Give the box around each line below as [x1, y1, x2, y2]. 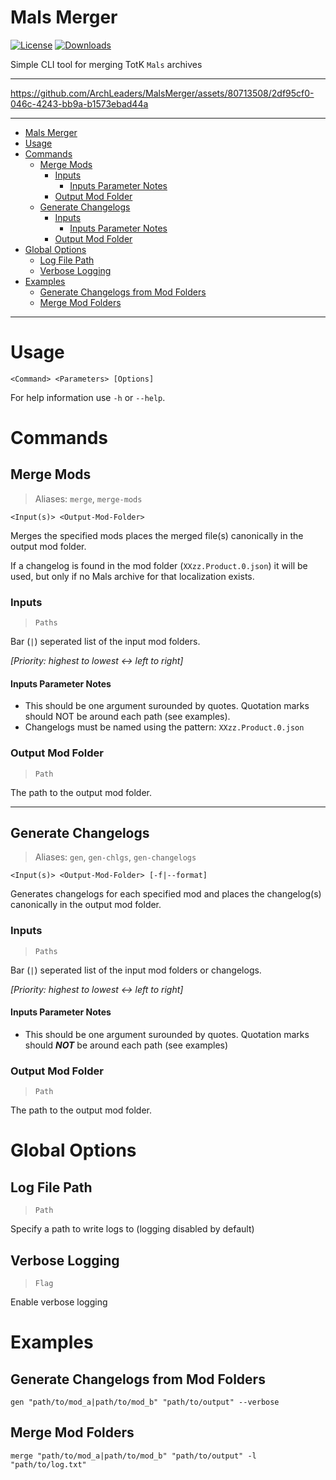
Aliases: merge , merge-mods [34, 492, 143, 505]
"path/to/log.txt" [10, 1459, 87, 1470]
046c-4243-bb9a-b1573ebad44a [10, 97, 149, 110]
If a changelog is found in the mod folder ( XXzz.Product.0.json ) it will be [10, 559, 308, 571]
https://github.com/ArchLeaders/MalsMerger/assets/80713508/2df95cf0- [10, 87, 315, 99]
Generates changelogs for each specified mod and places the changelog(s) [10, 888, 322, 900]
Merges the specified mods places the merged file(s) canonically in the [10, 529, 304, 541]
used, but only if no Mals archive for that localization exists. [10, 570, 255, 582]
